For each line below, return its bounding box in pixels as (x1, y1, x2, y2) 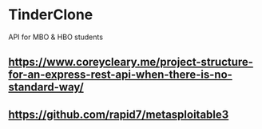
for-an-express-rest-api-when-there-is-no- (8, 68, 233, 82)
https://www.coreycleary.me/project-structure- (8, 55, 254, 69)
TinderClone (8, 6, 93, 24)
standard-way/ (8, 80, 84, 94)
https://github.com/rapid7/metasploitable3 (8, 107, 229, 121)
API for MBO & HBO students (8, 32, 104, 42)
